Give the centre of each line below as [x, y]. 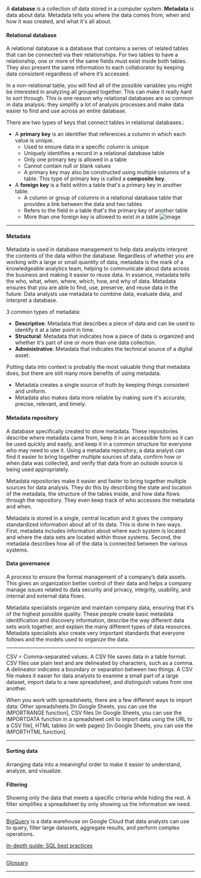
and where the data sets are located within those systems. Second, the [94, 537]
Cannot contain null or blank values [67, 166]
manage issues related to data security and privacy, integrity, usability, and [98, 589]
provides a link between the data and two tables [83, 204]
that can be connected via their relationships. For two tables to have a [92, 55]
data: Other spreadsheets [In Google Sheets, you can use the [82, 706]
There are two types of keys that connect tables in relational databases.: [95, 123]
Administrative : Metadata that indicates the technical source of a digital [103, 349]
